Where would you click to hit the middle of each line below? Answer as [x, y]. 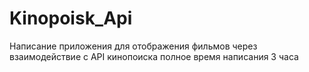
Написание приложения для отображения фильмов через [133, 46]
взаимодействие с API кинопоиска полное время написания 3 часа [154, 56]
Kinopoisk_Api [71, 18]
